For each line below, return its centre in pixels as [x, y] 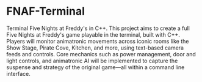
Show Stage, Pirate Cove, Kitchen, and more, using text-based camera [95, 48]
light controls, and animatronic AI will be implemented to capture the [92, 61]
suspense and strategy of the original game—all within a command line [96, 67]
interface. [18, 73]
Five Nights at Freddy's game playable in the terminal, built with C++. [93, 34]
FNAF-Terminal [46, 11]
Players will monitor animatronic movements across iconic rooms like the [98, 41]
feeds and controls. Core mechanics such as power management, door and [101, 54]
